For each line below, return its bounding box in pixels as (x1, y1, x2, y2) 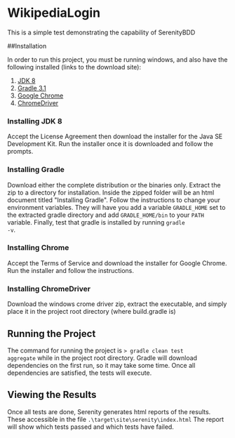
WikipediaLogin (7, 5, 101, 21)
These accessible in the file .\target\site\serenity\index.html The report (7, 415, 224, 423)
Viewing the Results (7, 389, 97, 401)
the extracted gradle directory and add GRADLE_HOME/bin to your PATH (7, 211, 205, 219)
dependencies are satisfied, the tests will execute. (7, 369, 152, 377)
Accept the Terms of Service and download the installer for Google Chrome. (7, 258, 227, 267)
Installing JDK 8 (7, 116, 62, 126)
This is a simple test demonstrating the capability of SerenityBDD (7, 28, 196, 36)
